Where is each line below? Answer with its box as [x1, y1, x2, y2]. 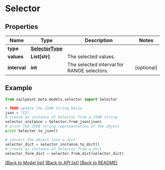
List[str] [30, 53, 50, 60]
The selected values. [67, 53, 115, 60]
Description [84, 37, 113, 44]
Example [5, 84, 32, 92]
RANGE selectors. [67, 67, 109, 74]
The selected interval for [67, 61, 124, 68]
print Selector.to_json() [5, 128, 58, 134]
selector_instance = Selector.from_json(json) [5, 120, 102, 124]
